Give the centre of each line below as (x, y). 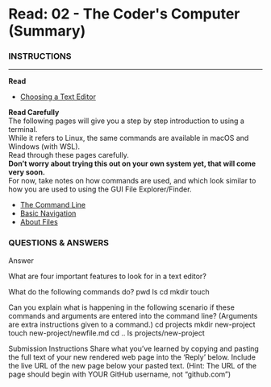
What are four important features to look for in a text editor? (108, 276)
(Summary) (47, 31)
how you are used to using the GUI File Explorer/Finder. (100, 189)
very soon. (27, 172)
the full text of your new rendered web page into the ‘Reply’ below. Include (132, 357)
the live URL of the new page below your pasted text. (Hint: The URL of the (132, 365)
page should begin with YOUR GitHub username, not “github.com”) (120, 374)
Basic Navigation (48, 213)
